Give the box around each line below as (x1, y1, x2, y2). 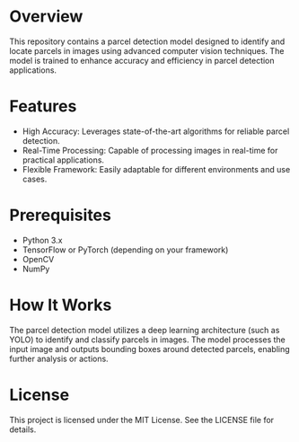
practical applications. (22, 155, 105, 165)
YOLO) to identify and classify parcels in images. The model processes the (9, 334, 286, 345)
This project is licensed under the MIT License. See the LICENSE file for (9, 414, 275, 425)
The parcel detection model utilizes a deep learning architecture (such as (9, 324, 280, 335)
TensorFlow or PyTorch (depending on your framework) (22, 244, 229, 255)
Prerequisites (9, 205, 112, 225)
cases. (22, 173, 48, 184)
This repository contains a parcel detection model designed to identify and (9, 36, 286, 47)
